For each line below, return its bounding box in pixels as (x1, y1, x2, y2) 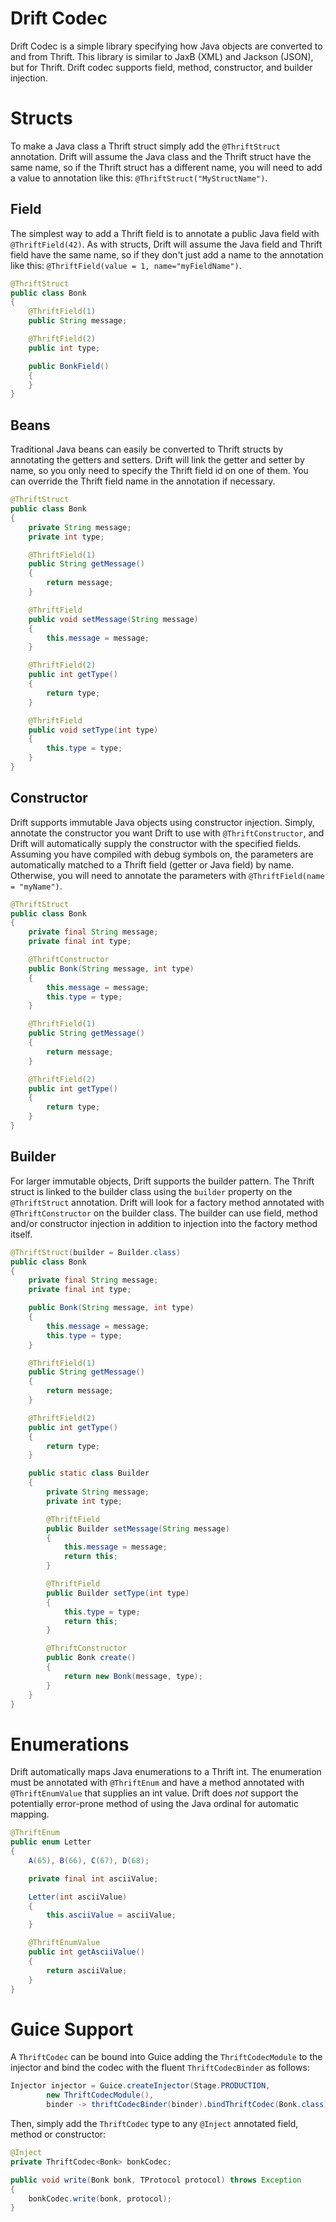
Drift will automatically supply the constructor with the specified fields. (10, 837, 302, 849)
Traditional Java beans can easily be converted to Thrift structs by (10, 443, 284, 456)
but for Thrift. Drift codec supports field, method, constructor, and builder (10, 61, 313, 73)
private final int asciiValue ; (28, 1873, 159, 1884)
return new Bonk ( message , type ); (63, 1671, 203, 1681)
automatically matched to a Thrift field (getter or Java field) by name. (10, 858, 295, 871)
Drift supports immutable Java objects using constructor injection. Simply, (10, 816, 315, 828)
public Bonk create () (46, 1653, 137, 1663)
